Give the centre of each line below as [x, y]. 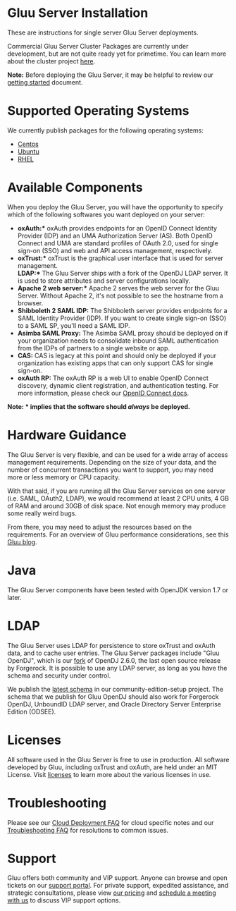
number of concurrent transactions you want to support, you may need [110, 470]
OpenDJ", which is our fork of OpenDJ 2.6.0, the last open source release [114, 660]
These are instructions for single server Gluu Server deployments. [103, 32]
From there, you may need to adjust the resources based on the [100, 527]
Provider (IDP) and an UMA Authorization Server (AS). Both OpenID [115, 236]
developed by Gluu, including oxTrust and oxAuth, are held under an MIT [112, 767]
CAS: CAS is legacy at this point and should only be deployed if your [117, 355]
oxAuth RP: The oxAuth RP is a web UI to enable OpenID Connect [113, 378]
